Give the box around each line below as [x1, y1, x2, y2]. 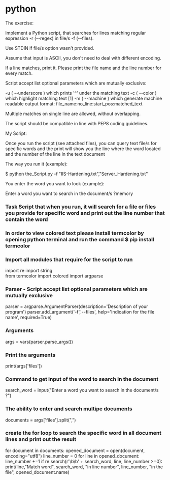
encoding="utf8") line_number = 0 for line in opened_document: [5, 453, 140, 459]
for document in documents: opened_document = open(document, [5, 447, 145, 454]
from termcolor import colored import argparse [5, 273, 104, 279]
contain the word [5, 216, 48, 223]
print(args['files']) [5, 362, 42, 369]
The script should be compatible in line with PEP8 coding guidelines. [5, 120, 149, 126]
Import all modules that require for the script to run [5, 256, 133, 263]
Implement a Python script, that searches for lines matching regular [5, 30, 146, 36]
